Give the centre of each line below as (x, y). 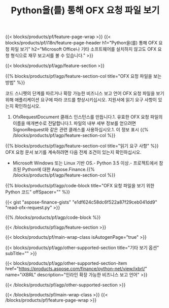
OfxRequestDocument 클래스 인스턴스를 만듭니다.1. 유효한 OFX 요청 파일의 (88, 117)
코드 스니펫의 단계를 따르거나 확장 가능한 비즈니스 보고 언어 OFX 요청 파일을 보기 (85, 93)
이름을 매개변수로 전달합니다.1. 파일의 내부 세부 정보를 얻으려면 (74, 123)
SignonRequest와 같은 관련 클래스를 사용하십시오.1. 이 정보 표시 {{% (80, 130)
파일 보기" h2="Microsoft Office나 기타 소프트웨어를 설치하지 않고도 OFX (83, 49)
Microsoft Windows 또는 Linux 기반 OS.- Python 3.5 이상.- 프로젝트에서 (85, 163)
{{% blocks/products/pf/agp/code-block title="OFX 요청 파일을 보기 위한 (80, 186)
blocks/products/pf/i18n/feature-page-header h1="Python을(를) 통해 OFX (81, 43)
